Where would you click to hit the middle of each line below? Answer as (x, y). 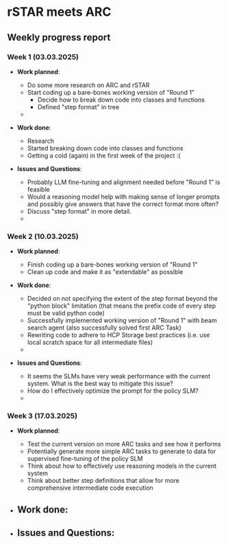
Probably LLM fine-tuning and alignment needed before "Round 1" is (124, 182)
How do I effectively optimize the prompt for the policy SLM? (113, 391)
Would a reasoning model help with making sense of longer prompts (124, 196)
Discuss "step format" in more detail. (79, 211)
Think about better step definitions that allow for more (103, 481)
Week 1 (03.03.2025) (43, 57)
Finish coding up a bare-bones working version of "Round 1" (113, 264)
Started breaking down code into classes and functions (105, 148)
